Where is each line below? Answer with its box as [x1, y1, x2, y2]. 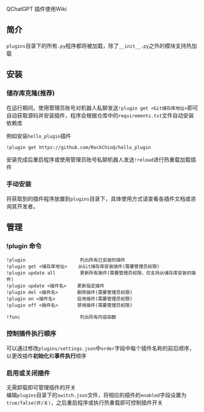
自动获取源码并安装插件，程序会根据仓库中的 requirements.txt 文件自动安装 [6, 111, 194, 119]
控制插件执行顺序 [6, 329, 57, 338]
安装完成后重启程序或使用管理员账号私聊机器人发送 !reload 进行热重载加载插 [6, 156, 197, 163]
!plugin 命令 [6, 242, 42, 251]
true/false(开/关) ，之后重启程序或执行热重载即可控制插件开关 [6, 399, 163, 407]
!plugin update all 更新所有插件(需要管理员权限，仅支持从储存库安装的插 [6, 270, 196, 276]
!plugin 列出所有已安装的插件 [6, 257, 126, 264]
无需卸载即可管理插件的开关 [6, 384, 76, 391]
